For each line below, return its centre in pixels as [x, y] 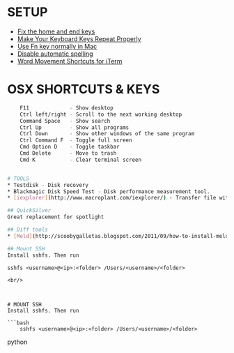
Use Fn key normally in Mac [57, 46]
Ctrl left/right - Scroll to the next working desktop [101, 114]
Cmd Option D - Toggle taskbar [70, 147]
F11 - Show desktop [67, 108]
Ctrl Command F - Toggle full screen [76, 140]
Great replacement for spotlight [56, 217]
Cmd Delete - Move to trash [68, 153]
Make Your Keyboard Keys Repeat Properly [79, 38]
